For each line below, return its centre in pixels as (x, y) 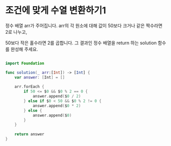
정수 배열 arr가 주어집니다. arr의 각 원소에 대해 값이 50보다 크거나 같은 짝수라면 (84, 26)
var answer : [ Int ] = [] (40, 77)
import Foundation (25, 63)
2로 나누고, (16, 32)
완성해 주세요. (24, 49)
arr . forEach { (29, 87)
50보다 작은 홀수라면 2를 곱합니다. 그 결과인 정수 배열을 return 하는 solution (81, 43)
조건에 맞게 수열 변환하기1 (56, 10)
